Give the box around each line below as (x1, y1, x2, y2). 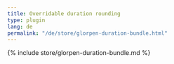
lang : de (7, 23, 33, 30)
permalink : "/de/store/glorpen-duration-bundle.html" (7, 29, 168, 37)
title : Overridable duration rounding (7, 10, 121, 17)
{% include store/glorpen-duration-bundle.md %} (7, 49, 151, 57)
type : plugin (7, 17, 46, 24)
